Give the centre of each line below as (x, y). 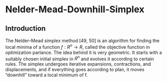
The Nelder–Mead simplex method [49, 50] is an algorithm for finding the (82, 40)
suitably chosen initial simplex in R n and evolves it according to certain (80, 58)
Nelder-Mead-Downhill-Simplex (75, 9)
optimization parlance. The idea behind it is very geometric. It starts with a (84, 52)
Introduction (26, 28)
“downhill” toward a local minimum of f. (47, 75)
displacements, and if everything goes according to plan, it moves (75, 70)
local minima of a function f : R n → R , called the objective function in (78, 46)
